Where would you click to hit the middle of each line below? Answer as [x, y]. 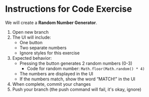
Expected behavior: [32, 58]
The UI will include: [31, 37]
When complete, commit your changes [51, 84]
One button [31, 42]
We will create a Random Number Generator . [51, 23]
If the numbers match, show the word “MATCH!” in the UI [77, 79]
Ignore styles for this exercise [50, 53]
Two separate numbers [43, 48]
